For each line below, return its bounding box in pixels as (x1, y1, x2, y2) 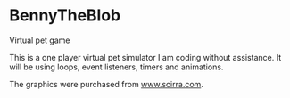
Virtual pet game (9, 35, 70, 45)
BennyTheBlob (9, 5, 121, 26)
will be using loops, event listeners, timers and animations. (9, 61, 224, 72)
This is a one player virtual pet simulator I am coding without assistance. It (9, 52, 282, 62)
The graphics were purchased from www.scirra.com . (9, 78, 203, 89)
